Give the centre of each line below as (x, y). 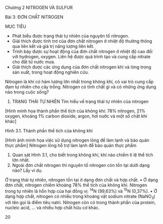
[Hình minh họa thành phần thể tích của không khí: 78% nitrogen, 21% (75, 111)
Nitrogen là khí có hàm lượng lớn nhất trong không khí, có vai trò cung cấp (79, 81)
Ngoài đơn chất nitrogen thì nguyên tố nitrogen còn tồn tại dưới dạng (81, 165)
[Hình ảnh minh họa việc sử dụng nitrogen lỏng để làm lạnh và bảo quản (77, 140)
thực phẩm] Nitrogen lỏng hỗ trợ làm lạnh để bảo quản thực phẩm (71, 145)
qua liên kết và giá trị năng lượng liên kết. (53, 46)
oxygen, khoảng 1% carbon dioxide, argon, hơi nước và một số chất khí (76, 116)
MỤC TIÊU (16, 26)
